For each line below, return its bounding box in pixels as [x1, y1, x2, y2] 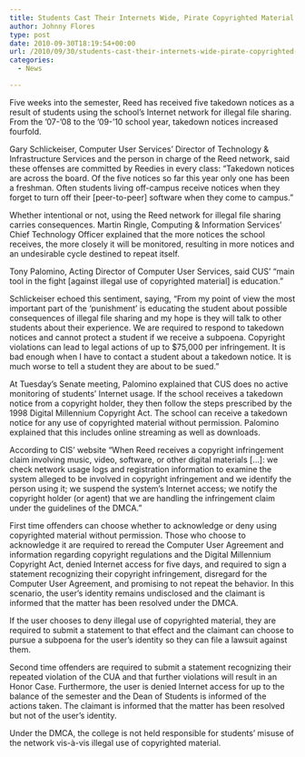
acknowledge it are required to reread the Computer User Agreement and [9, 539, 284, 550]
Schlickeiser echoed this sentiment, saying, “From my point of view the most [9, 293, 296, 304]
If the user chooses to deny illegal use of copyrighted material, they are [9, 615, 277, 626]
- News [17, 65, 43, 74]
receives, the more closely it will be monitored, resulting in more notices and [9, 238, 295, 249]
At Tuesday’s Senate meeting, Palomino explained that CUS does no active [9, 378, 289, 389]
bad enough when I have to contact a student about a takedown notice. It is [9, 351, 292, 362]
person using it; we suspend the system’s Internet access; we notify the [9, 483, 278, 494]
